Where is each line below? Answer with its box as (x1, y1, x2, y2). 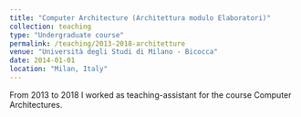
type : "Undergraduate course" (9, 30, 125, 39)
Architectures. (9, 99, 63, 110)
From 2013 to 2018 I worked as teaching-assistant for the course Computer (9, 89, 292, 101)
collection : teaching (9, 22, 92, 31)
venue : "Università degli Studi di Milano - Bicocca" (9, 48, 219, 57)
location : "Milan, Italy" (9, 65, 108, 74)
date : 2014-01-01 (9, 56, 76, 65)
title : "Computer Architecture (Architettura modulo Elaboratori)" (9, 13, 272, 23)
